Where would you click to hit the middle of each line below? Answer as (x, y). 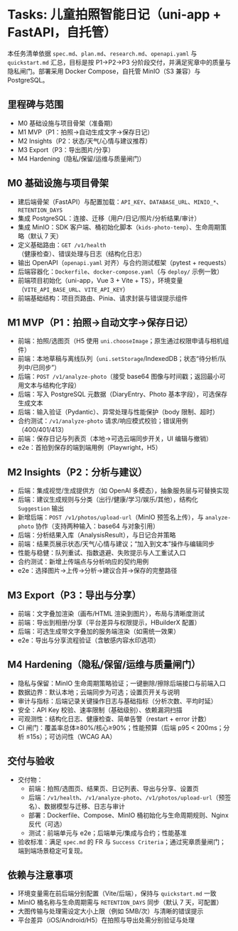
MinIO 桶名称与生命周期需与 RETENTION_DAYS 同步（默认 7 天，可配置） (120, 903)
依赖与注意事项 (40, 875)
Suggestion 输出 (41, 508)
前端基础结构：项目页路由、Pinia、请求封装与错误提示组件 (103, 298)
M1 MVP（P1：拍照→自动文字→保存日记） (101, 322)
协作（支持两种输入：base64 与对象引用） (97, 526)
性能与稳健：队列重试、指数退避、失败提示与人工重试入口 (102, 553)
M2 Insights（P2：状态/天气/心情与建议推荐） (84, 141)
